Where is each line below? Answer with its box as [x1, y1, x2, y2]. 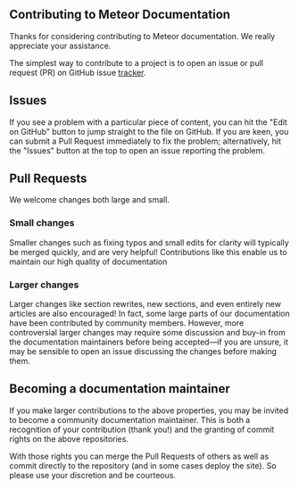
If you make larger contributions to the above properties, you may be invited [9, 405, 288, 416]
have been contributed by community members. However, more [9, 318, 245, 328]
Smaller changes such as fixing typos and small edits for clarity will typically [9, 236, 290, 248]
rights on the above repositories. [9, 433, 129, 444]
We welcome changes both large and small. [9, 195, 170, 205]
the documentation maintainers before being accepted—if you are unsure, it [9, 336, 288, 347]
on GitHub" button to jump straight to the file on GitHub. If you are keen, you [9, 126, 289, 137]
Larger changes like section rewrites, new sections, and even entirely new [9, 299, 281, 310]
